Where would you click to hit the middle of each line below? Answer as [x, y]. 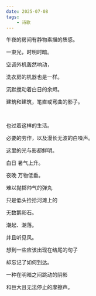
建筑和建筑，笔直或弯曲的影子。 [44, 102]
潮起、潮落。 [21, 225]
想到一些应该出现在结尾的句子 [42, 250]
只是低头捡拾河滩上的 [32, 200]
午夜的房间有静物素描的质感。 [42, 40]
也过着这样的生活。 [29, 126]
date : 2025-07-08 [27, 11]
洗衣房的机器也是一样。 [34, 77]
